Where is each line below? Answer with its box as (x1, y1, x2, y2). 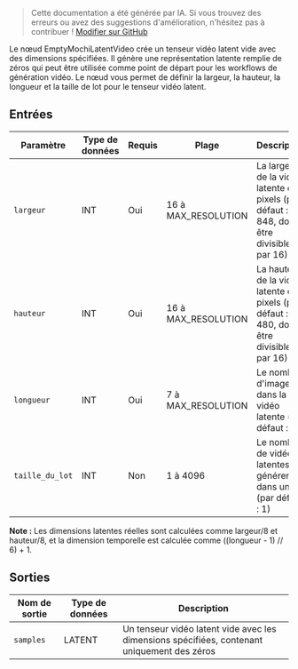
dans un (255, 480, 290, 492)
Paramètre (20, 139, 67, 151)
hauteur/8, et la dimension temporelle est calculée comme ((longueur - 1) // (9, 535, 284, 546)
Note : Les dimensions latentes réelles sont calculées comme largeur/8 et (9, 525, 278, 536)
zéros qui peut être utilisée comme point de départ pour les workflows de (9, 62, 278, 73)
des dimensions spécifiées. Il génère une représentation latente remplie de (9, 53, 282, 63)
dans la (255, 388, 286, 401)
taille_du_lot (13, 470, 74, 481)
